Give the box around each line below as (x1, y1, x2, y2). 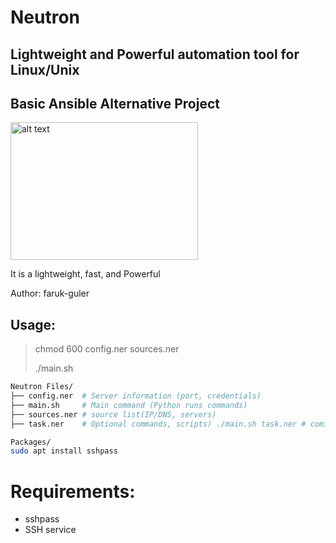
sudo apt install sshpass (10, 446, 118, 456)
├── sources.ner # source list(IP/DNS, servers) (10, 409, 217, 420)
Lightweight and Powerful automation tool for (10, 46, 300, 63)
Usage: (10, 316, 57, 333)
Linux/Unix (10, 61, 80, 78)
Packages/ (10, 437, 52, 447)
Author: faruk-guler (10, 287, 90, 300)
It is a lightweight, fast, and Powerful (10, 268, 161, 280)
